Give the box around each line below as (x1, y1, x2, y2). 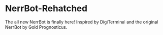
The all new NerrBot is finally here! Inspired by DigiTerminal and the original (5, 19, 159, 25)
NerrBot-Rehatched (5, 3, 88, 14)
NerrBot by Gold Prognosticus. (5, 24, 67, 30)
